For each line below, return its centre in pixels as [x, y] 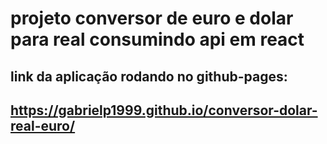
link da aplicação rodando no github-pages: [149, 76]
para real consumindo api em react [157, 39]
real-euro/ [43, 125]
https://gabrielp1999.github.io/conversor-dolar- [164, 110]
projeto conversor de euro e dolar [152, 18]
